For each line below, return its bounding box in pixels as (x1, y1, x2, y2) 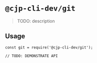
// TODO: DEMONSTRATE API (5, 53, 58, 58)
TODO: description (17, 18, 55, 24)
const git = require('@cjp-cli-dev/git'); (5, 45, 93, 50)
